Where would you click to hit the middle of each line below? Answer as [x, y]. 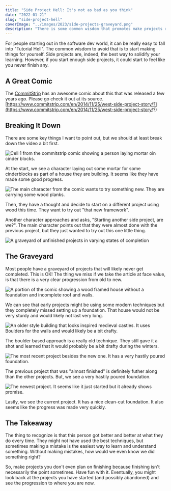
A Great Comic [29, 81]
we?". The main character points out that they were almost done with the [81, 225]
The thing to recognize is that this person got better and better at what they [84, 435]
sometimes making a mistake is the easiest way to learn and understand [81, 446]
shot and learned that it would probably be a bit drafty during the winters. [82, 346]
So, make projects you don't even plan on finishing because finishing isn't [83, 467]
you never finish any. [27, 65]
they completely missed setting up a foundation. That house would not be [82, 310]
